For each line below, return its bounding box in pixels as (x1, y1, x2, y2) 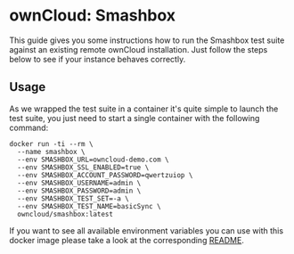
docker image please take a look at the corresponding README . (9, 234, 245, 245)
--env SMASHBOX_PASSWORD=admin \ (17, 186, 142, 195)
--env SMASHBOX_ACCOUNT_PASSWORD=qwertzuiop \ (17, 170, 193, 179)
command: (9, 122, 49, 133)
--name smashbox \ (17, 147, 86, 156)
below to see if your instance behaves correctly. (9, 53, 186, 64)
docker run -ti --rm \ (9, 139, 94, 148)
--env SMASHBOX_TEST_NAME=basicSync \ (17, 201, 162, 210)
